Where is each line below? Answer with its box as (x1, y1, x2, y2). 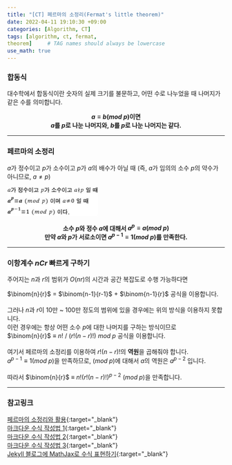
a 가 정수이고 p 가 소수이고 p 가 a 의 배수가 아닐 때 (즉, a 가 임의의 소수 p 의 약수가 (7, 164, 219, 172)
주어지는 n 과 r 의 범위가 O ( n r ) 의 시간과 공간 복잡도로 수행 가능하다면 (7, 275, 188, 284)
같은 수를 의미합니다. (7, 98, 63, 106)
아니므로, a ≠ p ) (7, 172, 51, 181)
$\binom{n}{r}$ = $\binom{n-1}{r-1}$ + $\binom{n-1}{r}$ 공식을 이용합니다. (7, 290, 219, 298)
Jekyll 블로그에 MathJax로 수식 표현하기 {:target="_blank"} (7, 449, 168, 458)
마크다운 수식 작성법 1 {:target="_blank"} (7, 424, 117, 432)
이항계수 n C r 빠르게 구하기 (7, 258, 90, 268)
